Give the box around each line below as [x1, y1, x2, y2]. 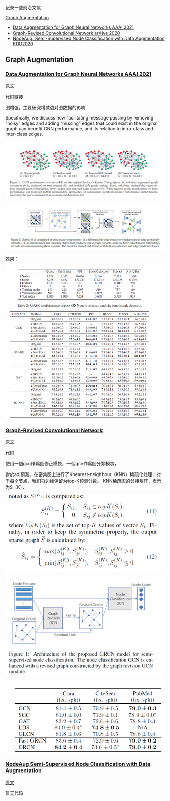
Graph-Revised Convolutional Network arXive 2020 [12, 30, 120, 36]
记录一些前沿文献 [5, 5, 41, 10]
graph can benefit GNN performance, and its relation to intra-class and [5, 125, 153, 131]
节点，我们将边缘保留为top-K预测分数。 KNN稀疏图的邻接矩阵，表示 [18, 478, 161, 484]
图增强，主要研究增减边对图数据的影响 [5, 104, 85, 110]
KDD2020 [12, 41, 34, 47]
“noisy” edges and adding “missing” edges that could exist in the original [5, 120, 158, 126]
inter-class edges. [5, 131, 43, 137]
